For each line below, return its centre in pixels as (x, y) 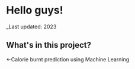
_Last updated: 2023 (31, 27)
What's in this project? (49, 45)
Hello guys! (35, 10)
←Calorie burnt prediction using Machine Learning (68, 59)
